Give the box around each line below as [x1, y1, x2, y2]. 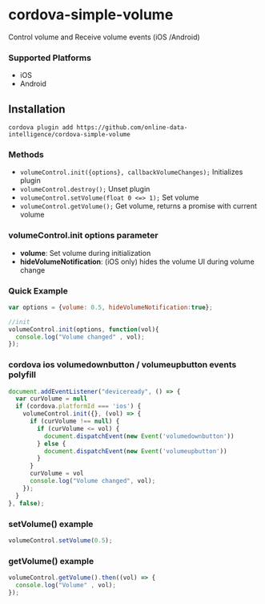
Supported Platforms [8, 52, 92, 63]
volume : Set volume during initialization [19, 248, 151, 257]
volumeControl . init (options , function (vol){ [8, 325, 159, 334]
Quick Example [8, 285, 68, 296]
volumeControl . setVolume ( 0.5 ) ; [8, 536, 113, 545]
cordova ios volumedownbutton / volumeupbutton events [8, 359, 237, 371]
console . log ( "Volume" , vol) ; [15, 581, 116, 589]
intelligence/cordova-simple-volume [8, 131, 130, 139]
